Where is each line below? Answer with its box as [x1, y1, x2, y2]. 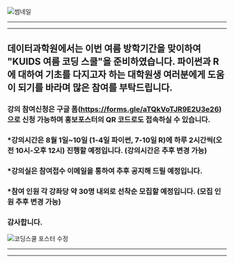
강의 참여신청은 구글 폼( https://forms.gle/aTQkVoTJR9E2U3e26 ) [7, 104, 222, 114]
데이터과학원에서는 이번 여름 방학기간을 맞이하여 [7, 42, 201, 55]
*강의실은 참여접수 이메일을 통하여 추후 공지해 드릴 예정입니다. [7, 166, 203, 176]
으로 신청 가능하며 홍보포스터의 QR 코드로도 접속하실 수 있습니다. [7, 115, 211, 125]
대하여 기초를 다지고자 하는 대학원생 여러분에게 [17, 69, 205, 81]
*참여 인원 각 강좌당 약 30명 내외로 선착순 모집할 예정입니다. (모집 [7, 186, 213, 196]
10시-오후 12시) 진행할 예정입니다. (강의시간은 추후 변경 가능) [15, 146, 208, 156]
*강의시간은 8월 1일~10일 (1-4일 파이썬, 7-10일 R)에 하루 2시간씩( [7, 136, 216, 145]
